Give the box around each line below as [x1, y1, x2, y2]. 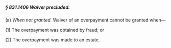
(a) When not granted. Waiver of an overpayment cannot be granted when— [5, 17, 166, 23]
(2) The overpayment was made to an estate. [5, 36, 100, 43]
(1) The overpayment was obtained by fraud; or [5, 27, 105, 33]
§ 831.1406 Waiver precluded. [5, 4, 70, 10]
